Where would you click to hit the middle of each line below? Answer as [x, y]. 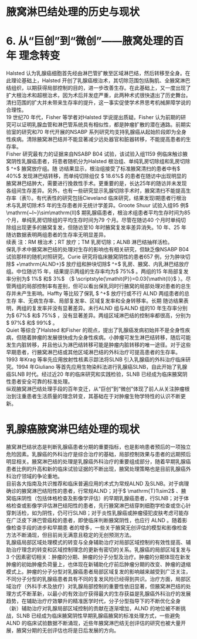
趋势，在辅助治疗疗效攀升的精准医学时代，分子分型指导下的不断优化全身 [93, 601]
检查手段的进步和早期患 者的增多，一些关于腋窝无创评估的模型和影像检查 [99, 528]
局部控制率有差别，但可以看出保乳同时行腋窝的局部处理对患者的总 [106, 286]
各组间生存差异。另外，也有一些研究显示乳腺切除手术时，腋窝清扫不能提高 [96, 191]
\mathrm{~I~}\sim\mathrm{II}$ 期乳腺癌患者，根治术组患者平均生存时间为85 [98, 213]
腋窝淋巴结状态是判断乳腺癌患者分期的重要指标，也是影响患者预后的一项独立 [98, 447]
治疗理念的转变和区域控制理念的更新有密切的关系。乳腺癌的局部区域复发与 [101, 550]
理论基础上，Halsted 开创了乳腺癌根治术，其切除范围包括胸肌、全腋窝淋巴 [101, 80]
